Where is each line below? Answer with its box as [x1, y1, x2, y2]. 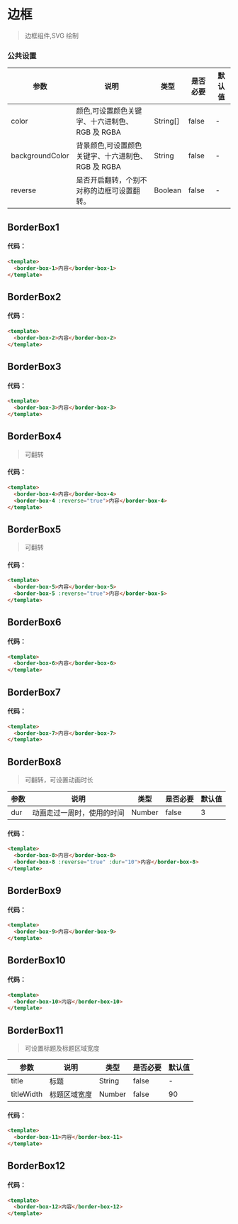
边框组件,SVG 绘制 [24, 31, 79, 40]
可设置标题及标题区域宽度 [24, 1044, 100, 1053]
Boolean [154, 185, 182, 195]
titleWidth [11, 1089, 43, 1099]
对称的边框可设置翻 [76, 186, 140, 196]
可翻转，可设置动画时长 [24, 775, 93, 785]
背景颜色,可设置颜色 [76, 141, 142, 151]
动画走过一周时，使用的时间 [32, 808, 125, 818]
